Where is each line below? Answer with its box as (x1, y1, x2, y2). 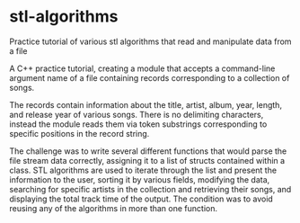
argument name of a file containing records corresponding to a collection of (9, 72, 290, 83)
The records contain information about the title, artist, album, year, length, (9, 99, 283, 110)
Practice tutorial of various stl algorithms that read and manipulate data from (9, 36, 292, 47)
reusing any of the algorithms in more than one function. (9, 202, 218, 213)
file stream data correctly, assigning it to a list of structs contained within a (9, 155, 286, 165)
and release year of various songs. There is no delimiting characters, (9, 109, 264, 120)
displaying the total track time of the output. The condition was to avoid (9, 193, 274, 204)
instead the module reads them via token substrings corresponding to (9, 119, 268, 129)
